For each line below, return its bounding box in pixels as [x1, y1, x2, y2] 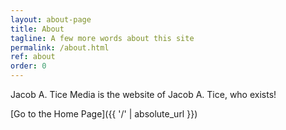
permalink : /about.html [10, 42, 110, 53]
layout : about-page [10, 14, 92, 25]
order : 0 [10, 61, 47, 71]
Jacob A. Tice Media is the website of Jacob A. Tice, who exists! [10, 89, 277, 100]
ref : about [10, 52, 56, 62]
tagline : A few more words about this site [10, 33, 195, 43]
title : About [10, 24, 65, 34]
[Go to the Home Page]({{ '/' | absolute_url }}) [10, 108, 198, 120]
